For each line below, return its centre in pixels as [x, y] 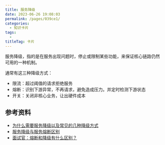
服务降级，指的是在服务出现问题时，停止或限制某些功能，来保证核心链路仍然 [82, 56]
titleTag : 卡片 [20, 42]
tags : [11, 32]
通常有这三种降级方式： [29, 73]
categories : [17, 23]
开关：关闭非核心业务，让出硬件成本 [49, 95]
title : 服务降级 [20, 10]
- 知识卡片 [19, 28]
